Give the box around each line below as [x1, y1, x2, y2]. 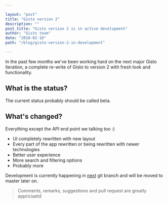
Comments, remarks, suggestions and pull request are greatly [17, 187, 147, 193]
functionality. [5, 69, 33, 75]
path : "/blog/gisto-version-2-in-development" [5, 40, 105, 46]
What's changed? [5, 112, 62, 121]
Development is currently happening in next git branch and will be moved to [5, 172, 163, 178]
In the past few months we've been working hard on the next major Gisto [5, 58, 157, 64]
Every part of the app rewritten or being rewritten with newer [12, 141, 140, 147]
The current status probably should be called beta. [5, 97, 111, 104]
